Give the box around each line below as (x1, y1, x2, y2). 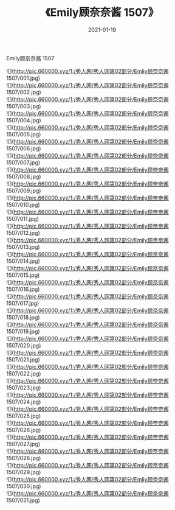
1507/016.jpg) (6, 285, 40, 293)
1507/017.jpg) (6, 299, 39, 307)
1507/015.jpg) (6, 271, 40, 279)
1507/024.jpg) (6, 398, 41, 405)
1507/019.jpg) (6, 327, 41, 335)
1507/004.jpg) (6, 116, 41, 124)
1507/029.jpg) (6, 468, 41, 475)
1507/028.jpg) (6, 454, 41, 461)
